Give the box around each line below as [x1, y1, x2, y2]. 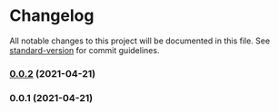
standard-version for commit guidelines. [9, 44, 160, 55]
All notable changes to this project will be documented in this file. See [9, 35, 271, 46]
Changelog [9, 5, 95, 26]
